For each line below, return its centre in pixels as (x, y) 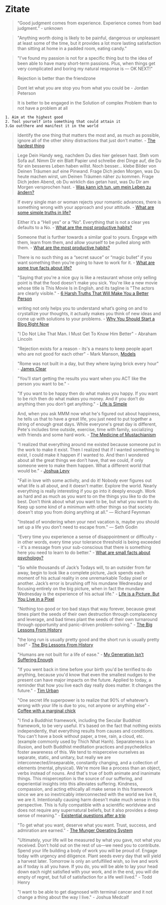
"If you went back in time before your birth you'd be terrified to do (84, 669)
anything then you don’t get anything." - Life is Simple (72, 404)
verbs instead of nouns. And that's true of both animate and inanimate (89, 773)
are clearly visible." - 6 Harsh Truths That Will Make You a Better (83, 293)
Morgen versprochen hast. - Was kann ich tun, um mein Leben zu (84, 187)
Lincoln (25, 339)
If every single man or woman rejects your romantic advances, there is (89, 202)
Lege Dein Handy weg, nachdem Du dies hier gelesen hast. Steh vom (88, 155)
